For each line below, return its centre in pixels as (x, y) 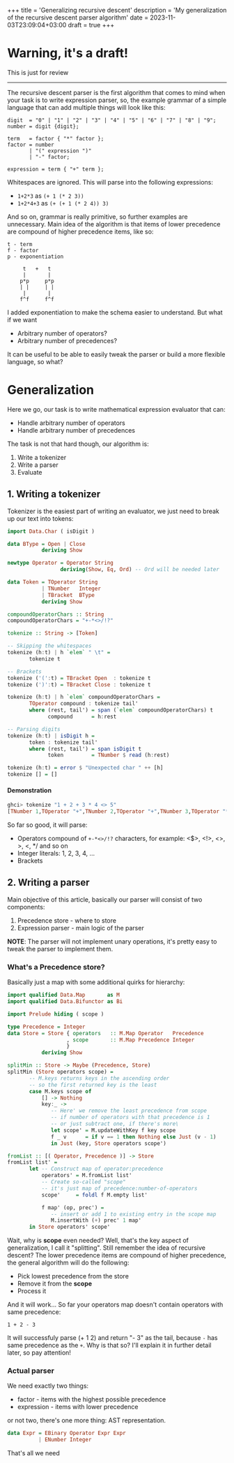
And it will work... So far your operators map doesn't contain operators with (115, 1305)
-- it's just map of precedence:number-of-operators (119, 1188)
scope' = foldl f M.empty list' (95, 1195)
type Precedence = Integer (46, 1027)
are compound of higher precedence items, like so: (80, 231)
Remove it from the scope (55, 1284)
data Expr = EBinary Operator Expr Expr (67, 1433)
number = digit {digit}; (43, 126)
